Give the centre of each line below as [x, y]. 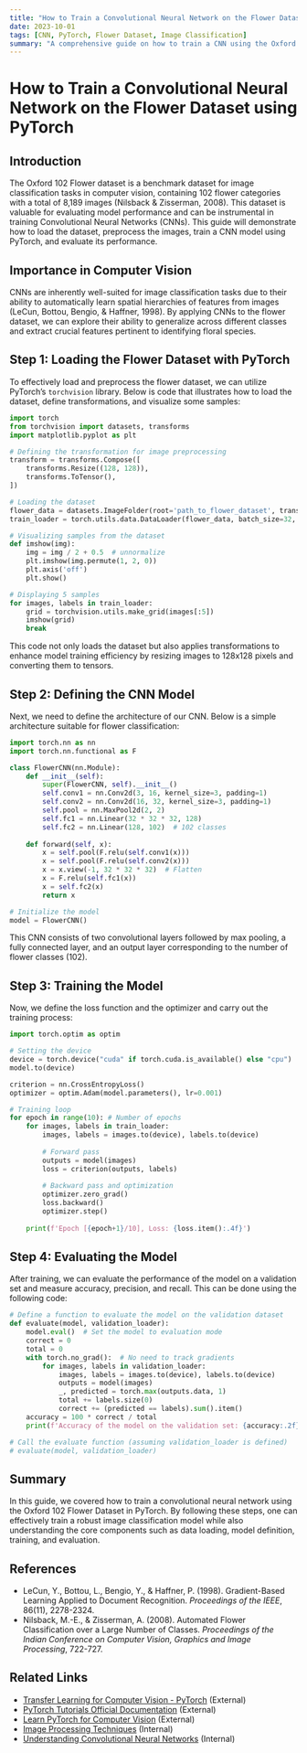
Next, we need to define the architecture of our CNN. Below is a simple [143, 716]
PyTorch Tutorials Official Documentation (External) [119, 1709]
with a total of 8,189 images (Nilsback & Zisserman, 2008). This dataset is [148, 203]
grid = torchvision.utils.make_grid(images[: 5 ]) [120, 612]
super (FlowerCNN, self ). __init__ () [110, 785]
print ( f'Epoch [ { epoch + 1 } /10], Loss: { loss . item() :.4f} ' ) [138, 1228]
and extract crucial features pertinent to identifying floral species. [133, 331]
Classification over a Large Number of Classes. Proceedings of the [148, 1630]
